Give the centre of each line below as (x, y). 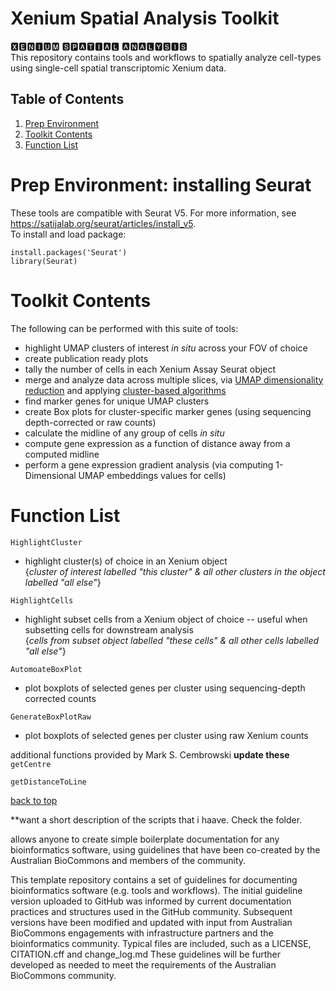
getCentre (31, 764)
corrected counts (60, 698)
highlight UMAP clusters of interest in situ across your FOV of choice (166, 348)
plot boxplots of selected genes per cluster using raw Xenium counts (166, 735)
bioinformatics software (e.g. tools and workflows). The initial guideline (156, 890)
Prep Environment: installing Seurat (161, 184)
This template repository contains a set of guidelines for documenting (154, 879)
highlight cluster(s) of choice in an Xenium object (126, 561)
